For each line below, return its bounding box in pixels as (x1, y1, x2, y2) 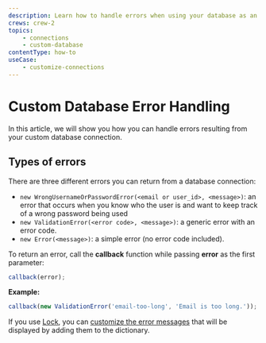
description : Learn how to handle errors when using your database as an (8, 11, 258, 20)
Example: (8, 287, 40, 297)
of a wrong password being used (19, 208, 129, 218)
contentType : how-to (8, 48, 77, 56)
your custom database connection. (8, 132, 122, 141)
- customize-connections (22, 64, 105, 71)
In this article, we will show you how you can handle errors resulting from (8, 124, 248, 133)
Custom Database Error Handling (8, 97, 230, 115)
